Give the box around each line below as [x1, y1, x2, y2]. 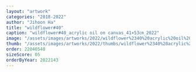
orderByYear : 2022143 [6, 57, 59, 63]
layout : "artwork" [6, 8, 51, 15]
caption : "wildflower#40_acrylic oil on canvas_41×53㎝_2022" [6, 30, 159, 36]
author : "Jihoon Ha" [6, 19, 57, 25]
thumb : [6, 41, 22, 47]
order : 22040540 [6, 46, 45, 52]
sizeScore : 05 [6, 52, 41, 57]
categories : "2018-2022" [6, 14, 66, 20]
